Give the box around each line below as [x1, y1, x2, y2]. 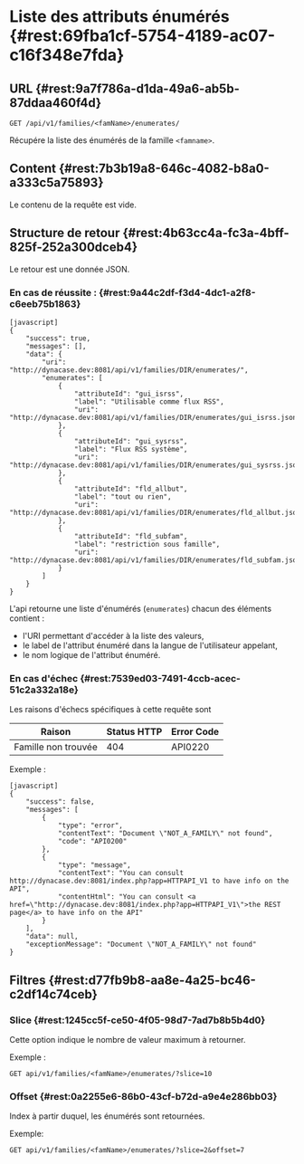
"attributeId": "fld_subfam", [73, 531, 188, 540]
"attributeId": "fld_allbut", [73, 484, 188, 493]
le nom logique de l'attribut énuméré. [22, 649, 161, 660]
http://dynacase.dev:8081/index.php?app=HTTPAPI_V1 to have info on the [9, 876, 290, 886]
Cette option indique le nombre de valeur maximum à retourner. [9, 1034, 246, 1045]
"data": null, [25, 932, 79, 941]
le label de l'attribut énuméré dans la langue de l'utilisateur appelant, [22, 640, 278, 651]
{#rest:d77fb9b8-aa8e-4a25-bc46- [48, 972, 256, 987]
